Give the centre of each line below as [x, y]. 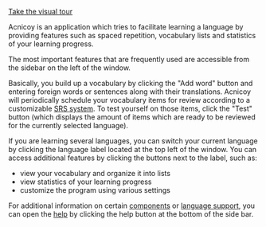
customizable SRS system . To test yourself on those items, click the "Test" [131, 108]
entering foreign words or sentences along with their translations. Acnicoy [130, 92]
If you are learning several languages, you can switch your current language [133, 141]
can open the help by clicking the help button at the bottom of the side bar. [131, 214]
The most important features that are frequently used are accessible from [129, 59]
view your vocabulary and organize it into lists [95, 173]
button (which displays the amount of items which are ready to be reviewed [132, 117]
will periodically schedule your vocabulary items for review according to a [129, 100]
